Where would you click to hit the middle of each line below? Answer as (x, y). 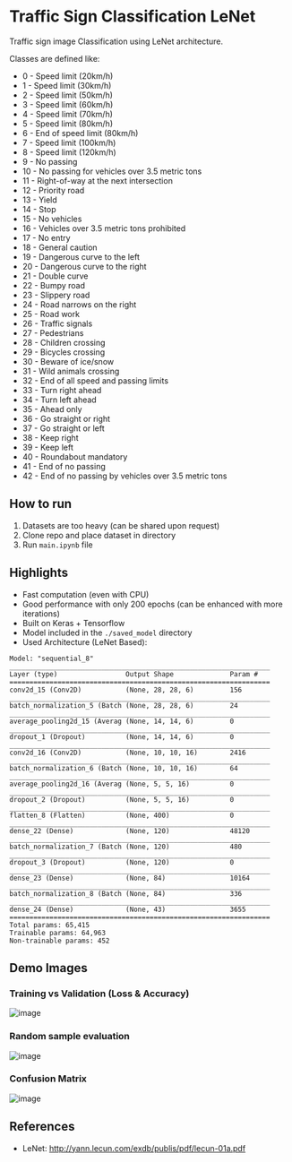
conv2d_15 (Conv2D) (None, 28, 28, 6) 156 (126, 690)
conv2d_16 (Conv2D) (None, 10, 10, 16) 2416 (128, 753)
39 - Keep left (47, 447)
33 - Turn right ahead (62, 390)
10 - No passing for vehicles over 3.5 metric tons (112, 171)
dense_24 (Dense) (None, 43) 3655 (128, 909)
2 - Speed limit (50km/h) (68, 95)
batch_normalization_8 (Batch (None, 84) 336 (126, 893)
